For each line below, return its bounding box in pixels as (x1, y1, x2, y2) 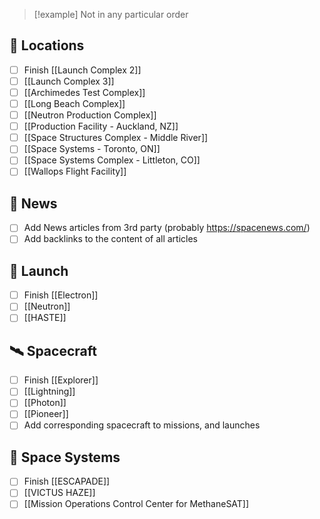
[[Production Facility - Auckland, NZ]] (23, 120, 179, 133)
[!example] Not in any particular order (33, 9, 189, 20)
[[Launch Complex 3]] (23, 75, 115, 87)
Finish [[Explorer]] (23, 374, 99, 386)
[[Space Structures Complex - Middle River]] (23, 132, 209, 144)
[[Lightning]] (23, 385, 76, 398)
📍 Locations (9, 37, 85, 54)
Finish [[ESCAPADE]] (23, 475, 111, 488)
